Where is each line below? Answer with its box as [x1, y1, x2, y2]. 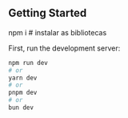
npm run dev [8, 59, 48, 67]
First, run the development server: [8, 43, 121, 53]
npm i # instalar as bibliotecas [8, 27, 107, 37]
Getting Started [8, 6, 87, 20]
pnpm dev [8, 88, 38, 97]
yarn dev [8, 74, 38, 82]
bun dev [8, 104, 34, 112]
